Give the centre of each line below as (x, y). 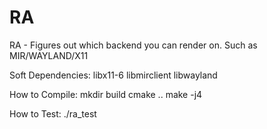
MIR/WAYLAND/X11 (49, 55)
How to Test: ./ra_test (53, 113)
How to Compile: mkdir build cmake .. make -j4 (106, 94)
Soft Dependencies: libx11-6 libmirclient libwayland (113, 75)
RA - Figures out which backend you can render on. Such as (133, 45)
